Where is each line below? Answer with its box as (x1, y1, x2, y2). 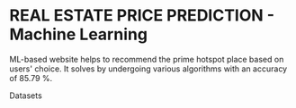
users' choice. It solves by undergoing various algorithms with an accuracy (9, 63, 288, 74)
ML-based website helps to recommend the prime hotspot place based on (9, 54, 284, 64)
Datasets (9, 90, 42, 101)
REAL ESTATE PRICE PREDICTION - (9, 5, 275, 26)
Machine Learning (9, 24, 148, 45)
